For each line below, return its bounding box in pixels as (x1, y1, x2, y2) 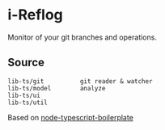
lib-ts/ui (7, 91, 41, 99)
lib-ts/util (7, 99, 48, 107)
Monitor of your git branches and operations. (7, 32, 157, 42)
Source (7, 56, 45, 69)
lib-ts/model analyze (7, 84, 106, 92)
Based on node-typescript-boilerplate (7, 112, 134, 122)
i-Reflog (7, 6, 64, 24)
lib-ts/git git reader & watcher (7, 77, 153, 86)
